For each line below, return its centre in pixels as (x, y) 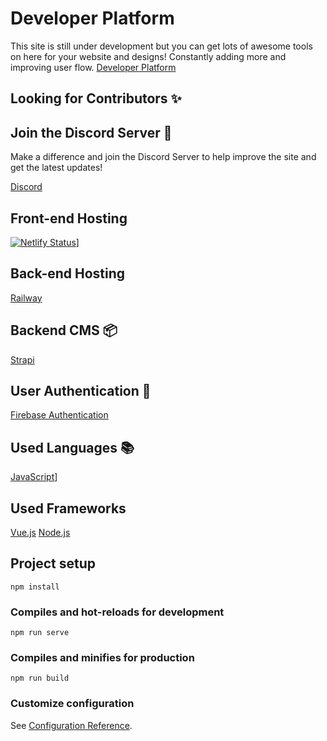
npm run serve (40, 633)
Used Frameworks (68, 508)
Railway (26, 298)
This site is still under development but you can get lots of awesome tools (161, 46)
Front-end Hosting (69, 218)
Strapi (22, 359)
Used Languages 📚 (72, 447)
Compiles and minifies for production (102, 658)
